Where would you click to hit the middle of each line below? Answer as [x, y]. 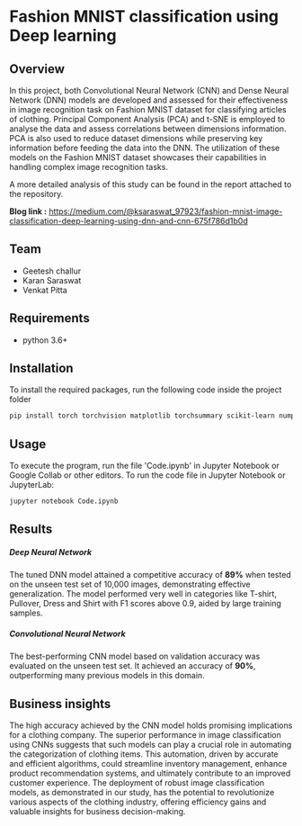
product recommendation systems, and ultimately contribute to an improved [150, 773]
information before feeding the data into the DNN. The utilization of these [145, 148]
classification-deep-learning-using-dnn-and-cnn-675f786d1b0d [129, 221]
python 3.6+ [45, 340]
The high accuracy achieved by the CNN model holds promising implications [151, 725]
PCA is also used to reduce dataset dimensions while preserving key [136, 138]
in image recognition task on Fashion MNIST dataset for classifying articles [148, 109]
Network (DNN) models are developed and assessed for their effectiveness [149, 100]
